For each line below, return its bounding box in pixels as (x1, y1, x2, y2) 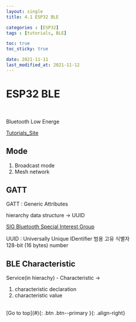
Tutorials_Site (6, 129, 39, 136)
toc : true (6, 40, 30, 47)
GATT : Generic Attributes (6, 200, 69, 208)
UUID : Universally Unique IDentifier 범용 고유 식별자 (6, 235, 130, 242)
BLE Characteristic (6, 259, 76, 269)
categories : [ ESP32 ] (6, 25, 59, 30)
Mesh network (14, 168, 50, 175)
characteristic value (14, 292, 63, 299)
